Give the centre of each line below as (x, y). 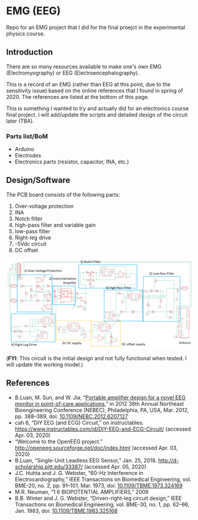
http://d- (168, 460)
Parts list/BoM (27, 136)
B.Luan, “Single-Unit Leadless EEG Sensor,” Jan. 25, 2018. (86, 460)
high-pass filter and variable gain (55, 225)
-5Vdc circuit (31, 243)
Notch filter (28, 219)
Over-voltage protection (44, 206)
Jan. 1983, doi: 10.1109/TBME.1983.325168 (66, 511)
